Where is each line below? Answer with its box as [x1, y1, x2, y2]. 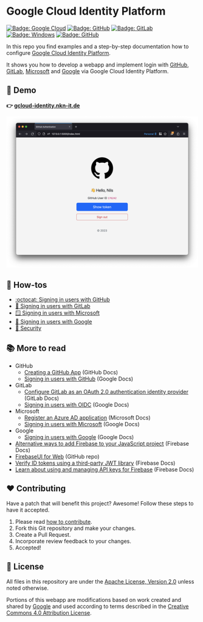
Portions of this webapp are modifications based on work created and [6, 596, 181, 603]
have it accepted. [6, 506, 50, 513]
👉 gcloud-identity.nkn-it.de [6, 102, 80, 109]
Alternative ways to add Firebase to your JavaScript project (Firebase [15, 440, 190, 448]
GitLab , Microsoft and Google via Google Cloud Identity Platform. [6, 67, 169, 74]
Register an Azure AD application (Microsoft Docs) [24, 414, 151, 421]
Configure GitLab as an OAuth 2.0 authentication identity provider [24, 388, 188, 396]
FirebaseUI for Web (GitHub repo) [15, 453, 100, 460]
